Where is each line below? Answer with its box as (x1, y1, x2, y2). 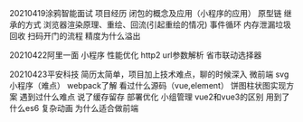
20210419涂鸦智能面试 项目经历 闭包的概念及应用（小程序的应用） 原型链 (9, 8, 282, 18)
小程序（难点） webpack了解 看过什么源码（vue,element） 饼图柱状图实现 (9, 80, 287, 90)
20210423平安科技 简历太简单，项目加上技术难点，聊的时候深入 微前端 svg (9, 69, 289, 80)
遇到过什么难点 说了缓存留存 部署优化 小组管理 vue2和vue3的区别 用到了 (19, 91, 290, 102)
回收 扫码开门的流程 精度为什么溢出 (9, 31, 141, 41)
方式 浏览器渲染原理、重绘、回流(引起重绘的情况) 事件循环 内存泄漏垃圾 (24, 19, 292, 30)
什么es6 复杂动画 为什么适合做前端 (9, 103, 139, 113)
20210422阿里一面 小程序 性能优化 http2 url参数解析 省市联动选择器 (9, 50, 262, 61)
